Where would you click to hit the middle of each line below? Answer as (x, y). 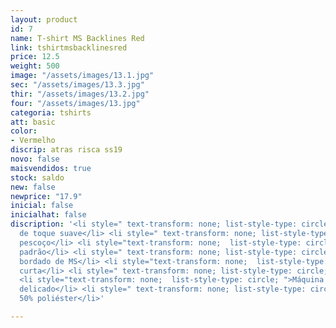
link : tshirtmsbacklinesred (69, 47)
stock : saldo (37, 177)
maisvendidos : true (51, 168)
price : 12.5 (35, 57)
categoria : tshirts (51, 112)
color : (24, 131)
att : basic (33, 122)
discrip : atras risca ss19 (66, 150)
